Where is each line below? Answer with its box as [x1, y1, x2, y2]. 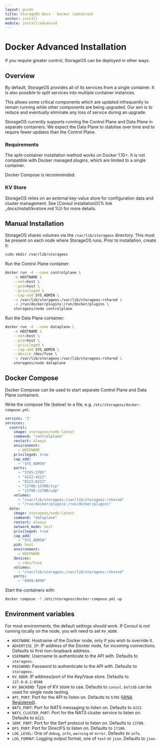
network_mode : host [14, 524, 53, 529]
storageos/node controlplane [14, 306, 73, 311]
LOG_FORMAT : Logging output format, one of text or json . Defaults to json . [12, 735, 157, 741]
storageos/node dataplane [14, 361, 66, 365]
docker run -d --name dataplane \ [5, 325, 75, 330]
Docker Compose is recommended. [5, 172, 76, 178]
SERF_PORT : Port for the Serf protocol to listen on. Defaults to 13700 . [12, 720, 145, 726]
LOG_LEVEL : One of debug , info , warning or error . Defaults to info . [12, 730, 141, 736]
